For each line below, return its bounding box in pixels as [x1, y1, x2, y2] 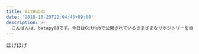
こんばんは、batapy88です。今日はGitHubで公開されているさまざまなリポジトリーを [11, 25, 190, 31]
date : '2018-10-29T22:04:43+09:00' [6, 14, 94, 20]
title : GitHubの [6, 8, 46, 15]
